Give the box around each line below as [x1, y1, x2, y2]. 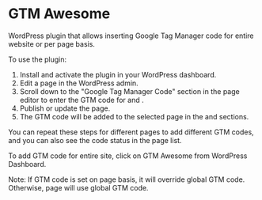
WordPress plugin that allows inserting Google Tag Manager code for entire [8, 31, 254, 40]
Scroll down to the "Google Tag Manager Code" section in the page [19, 86, 240, 96]
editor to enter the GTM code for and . [19, 95, 144, 104]
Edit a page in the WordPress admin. [19, 78, 139, 88]
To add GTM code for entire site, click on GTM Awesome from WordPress [8, 151, 248, 160]
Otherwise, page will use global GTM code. [8, 183, 149, 192]
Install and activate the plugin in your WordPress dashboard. [19, 70, 217, 79]
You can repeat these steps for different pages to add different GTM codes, [8, 127, 255, 137]
